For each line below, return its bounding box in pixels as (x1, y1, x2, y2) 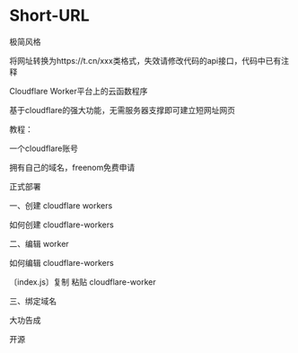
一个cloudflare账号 (9, 143, 79, 154)
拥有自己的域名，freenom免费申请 (9, 162, 136, 172)
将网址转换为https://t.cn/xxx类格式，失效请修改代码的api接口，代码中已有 (9, 55, 282, 66)
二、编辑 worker (9, 238, 69, 249)
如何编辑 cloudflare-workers (9, 257, 114, 268)
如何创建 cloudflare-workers (9, 219, 114, 230)
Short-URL (9, 5, 90, 26)
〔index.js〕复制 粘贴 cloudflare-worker (9, 276, 157, 287)
